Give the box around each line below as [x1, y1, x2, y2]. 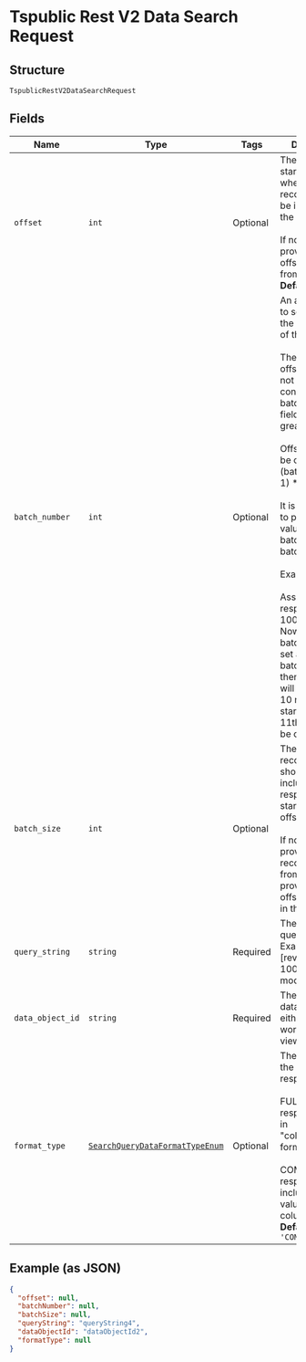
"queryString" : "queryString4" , [17, 1319, 141, 1328]
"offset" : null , [17, 1294, 79, 1303]
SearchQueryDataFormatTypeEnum [87, 1140, 224, 1151]
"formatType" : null [17, 1336, 92, 1345]
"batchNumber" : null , [17, 1302, 100, 1311]
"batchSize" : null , [17, 1310, 92, 1320]
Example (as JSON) [9, 1261, 121, 1276]
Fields [9, 111, 46, 127]
